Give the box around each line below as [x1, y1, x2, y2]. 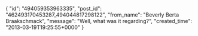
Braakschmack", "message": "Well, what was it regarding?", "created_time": [5, 18, 193, 24]
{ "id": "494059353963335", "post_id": [5, 5, 102, 12]
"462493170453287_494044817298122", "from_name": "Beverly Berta [5, 11, 179, 18]
